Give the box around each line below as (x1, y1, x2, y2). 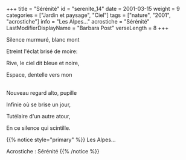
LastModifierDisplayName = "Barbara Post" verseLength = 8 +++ (6, 24, 169, 31)
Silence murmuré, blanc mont (6, 36, 80, 43)
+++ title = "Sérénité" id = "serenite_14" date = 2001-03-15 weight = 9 (6, 5, 180, 12)
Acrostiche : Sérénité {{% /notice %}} (6, 148, 100, 155)
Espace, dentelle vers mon (6, 71, 72, 78)
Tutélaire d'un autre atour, (6, 113, 71, 120)
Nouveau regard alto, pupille (6, 89, 77, 96)
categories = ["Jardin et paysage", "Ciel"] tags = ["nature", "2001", (6, 11, 171, 19)
